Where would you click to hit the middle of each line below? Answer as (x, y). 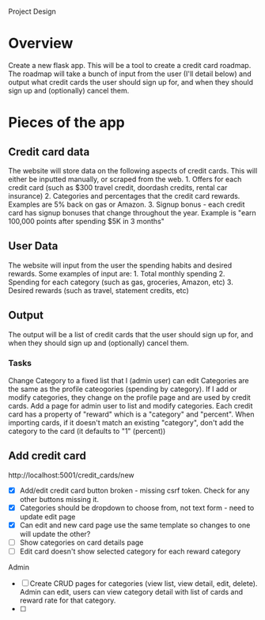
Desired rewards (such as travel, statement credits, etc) (98, 290)
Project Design (32, 11)
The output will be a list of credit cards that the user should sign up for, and (131, 334)
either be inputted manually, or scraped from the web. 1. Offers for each (125, 179)
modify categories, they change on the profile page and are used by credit (129, 397)
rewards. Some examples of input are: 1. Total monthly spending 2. (117, 273)
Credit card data (49, 152)
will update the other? (55, 534)
